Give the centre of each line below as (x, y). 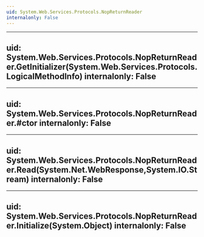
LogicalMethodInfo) (45, 76)
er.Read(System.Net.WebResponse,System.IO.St (102, 170)
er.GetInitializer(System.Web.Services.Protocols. (102, 67)
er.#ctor (22, 123)
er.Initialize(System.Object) (59, 226)
